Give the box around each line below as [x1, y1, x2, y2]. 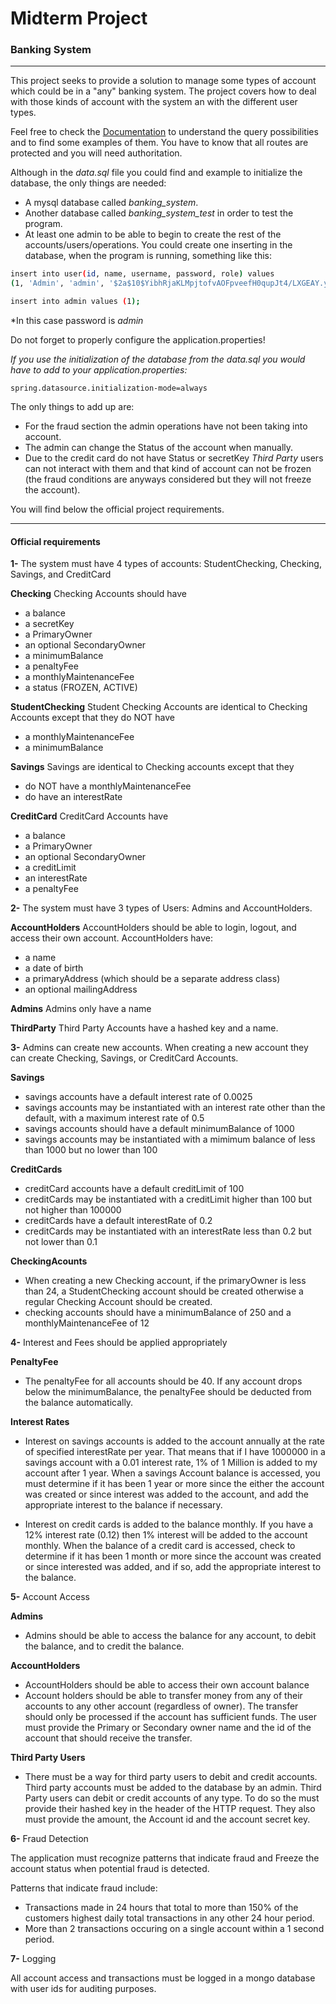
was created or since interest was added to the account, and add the [24, 1488, 309, 1501]
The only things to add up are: [10, 401, 135, 413]
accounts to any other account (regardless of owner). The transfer [24, 1700, 299, 1712]
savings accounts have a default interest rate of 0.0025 [24, 1091, 253, 1103]
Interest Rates [10, 1416, 70, 1428]
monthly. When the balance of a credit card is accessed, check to [24, 1540, 296, 1552]
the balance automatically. [24, 1397, 134, 1409]
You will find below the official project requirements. [10, 503, 225, 516]
